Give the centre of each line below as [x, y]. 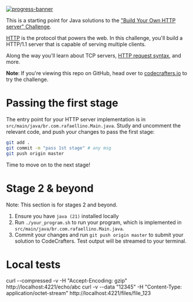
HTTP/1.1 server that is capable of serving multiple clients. [76, 44]
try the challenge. [27, 79]
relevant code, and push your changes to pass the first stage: [80, 131]
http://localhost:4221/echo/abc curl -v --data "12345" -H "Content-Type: [94, 287]
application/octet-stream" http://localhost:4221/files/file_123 [79, 293]
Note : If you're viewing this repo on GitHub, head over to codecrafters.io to [97, 73]
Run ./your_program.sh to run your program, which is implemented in [98, 222]
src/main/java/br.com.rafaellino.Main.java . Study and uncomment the [93, 125]
